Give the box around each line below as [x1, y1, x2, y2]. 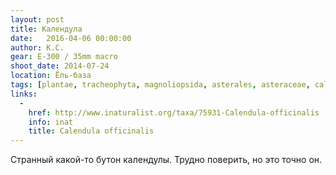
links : [10, 89, 38, 99]
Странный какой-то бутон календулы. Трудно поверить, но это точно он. [10, 154, 323, 166]
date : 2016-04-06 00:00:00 [10, 33, 132, 43]
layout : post [10, 14, 65, 25]
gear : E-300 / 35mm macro [10, 52, 118, 62]
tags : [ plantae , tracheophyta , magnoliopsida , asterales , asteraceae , [10, 80, 311, 90]
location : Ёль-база [10, 71, 92, 81]
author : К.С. [10, 42, 65, 53]
